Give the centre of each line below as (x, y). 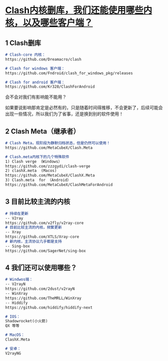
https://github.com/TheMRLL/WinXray (43, 298)
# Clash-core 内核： (25, 55)
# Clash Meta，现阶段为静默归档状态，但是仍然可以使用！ (58, 143)
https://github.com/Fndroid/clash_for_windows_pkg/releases (69, 73)
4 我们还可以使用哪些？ (41, 268)
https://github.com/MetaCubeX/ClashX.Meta (50, 175)
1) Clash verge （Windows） (34, 161)
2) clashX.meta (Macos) (31, 171)
